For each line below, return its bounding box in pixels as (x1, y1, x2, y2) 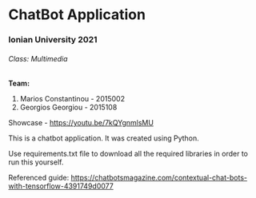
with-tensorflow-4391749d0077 (8, 181, 114, 191)
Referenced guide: (8, 173, 70, 183)
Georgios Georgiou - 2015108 (19, 102, 118, 113)
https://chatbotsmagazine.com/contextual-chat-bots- (70, 173, 248, 183)
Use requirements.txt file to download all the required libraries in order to (8, 149, 248, 159)
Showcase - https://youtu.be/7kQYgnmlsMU (8, 118, 154, 128)
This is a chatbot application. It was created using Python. (8, 133, 200, 143)
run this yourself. (8, 157, 64, 167)
